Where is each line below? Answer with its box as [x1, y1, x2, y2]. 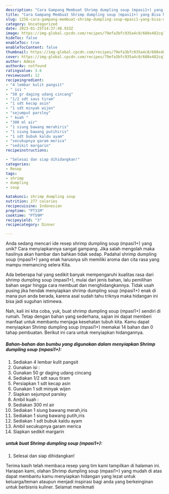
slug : [6, 17, 17, 22]
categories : [6, 162, 31, 167]
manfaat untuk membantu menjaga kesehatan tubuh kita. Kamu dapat [6, 319, 150, 325]
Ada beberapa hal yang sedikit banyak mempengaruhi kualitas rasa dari [6, 271, 154, 277]
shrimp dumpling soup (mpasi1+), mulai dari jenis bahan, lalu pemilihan [6, 277, 152, 283]
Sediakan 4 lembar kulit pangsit [13, 359, 79, 365]
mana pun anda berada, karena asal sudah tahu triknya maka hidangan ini [6, 293, 158, 299]
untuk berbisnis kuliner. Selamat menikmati [6, 484, 95, 490]
